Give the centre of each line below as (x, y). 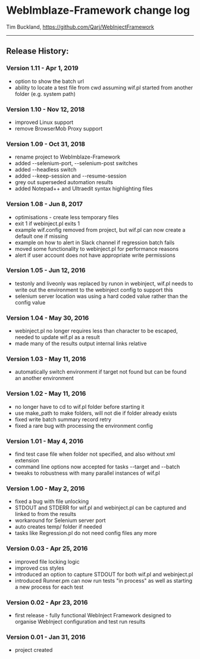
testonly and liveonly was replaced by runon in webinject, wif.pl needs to (104, 283)
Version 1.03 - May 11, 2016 (46, 359)
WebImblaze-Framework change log (98, 10)
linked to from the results (45, 514)
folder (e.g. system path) (45, 94)
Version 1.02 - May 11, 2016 (46, 394)
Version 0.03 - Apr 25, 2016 (47, 549)
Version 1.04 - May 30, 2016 (48, 318)
